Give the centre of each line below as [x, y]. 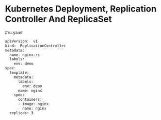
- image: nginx [33, 104]
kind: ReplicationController [36, 46]
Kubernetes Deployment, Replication [81, 9]
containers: [30, 100]
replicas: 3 [22, 113]
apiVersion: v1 [21, 41]
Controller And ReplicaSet [58, 19]
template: [19, 73]
